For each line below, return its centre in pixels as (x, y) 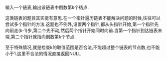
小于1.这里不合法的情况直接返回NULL (43, 53)
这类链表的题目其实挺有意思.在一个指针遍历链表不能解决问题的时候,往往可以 (83, 18)
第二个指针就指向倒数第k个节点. (43, 37)
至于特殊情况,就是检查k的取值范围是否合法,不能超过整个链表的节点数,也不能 (83, 47)
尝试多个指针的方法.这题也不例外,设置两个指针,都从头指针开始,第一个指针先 (82, 24)
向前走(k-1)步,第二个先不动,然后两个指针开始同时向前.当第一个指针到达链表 (82, 30)
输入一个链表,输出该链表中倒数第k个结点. (47, 7)
